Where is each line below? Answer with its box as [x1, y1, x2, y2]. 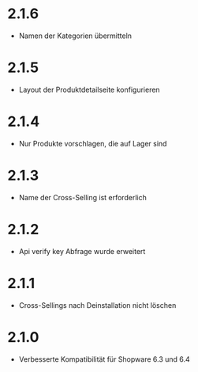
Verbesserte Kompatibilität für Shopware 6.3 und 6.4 [18, 354, 190, 364]
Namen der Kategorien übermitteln [18, 31, 132, 40]
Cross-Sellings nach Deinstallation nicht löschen [18, 300, 177, 309]
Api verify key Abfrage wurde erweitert [18, 246, 146, 256]
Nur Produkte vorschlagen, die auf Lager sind [18, 139, 167, 148]
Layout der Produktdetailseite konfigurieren [18, 85, 160, 94]
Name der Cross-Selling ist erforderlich [18, 192, 147, 202]
